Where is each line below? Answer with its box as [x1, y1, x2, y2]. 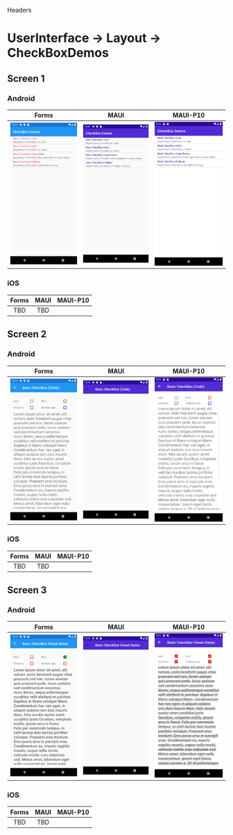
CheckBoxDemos [7, 45, 110, 61]
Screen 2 [7, 328, 47, 340]
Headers [7, 6, 32, 14]
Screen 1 [7, 72, 45, 84]
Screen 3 [7, 584, 47, 597]
